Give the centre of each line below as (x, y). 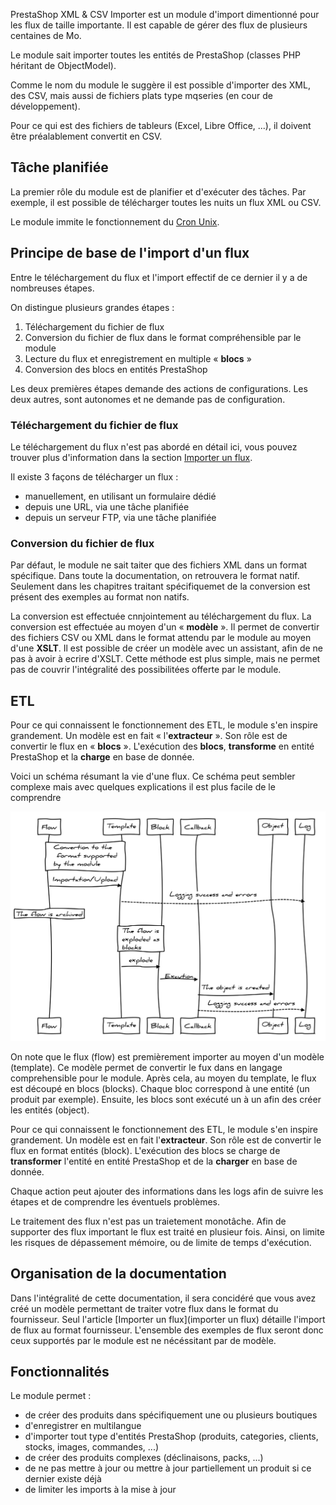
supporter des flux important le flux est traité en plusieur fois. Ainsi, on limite (167, 1231)
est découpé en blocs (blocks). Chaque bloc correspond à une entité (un (160, 1088)
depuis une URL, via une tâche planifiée (107, 506)
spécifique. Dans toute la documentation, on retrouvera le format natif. (155, 576)
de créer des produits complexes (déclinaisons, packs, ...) (144, 1458)
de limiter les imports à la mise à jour (100, 1490)
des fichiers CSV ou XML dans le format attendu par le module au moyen (161, 638)
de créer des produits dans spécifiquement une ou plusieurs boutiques (171, 1415)
